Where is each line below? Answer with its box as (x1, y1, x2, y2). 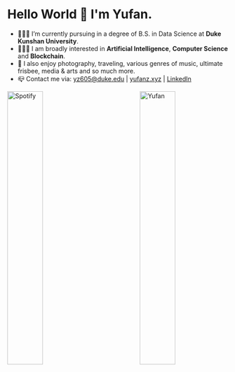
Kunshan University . (17, 36, 79, 45)
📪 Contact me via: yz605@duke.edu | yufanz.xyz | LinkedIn (17, 74, 192, 83)
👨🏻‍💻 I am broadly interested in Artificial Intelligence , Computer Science (17, 44, 228, 53)
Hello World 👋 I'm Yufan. (7, 6, 153, 22)
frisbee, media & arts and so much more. (17, 67, 135, 75)
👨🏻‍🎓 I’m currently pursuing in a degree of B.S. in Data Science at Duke (17, 29, 222, 38)
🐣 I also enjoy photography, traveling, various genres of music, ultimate (17, 59, 223, 67)
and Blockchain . (17, 52, 65, 60)
